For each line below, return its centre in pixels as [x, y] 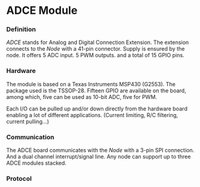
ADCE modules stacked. [36, 163]
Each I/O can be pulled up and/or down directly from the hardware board [97, 109]
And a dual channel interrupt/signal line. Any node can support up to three [99, 157]
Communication [30, 137]
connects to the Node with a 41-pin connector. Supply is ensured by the [96, 49]
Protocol [19, 179]
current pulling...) [28, 121]
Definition [21, 30]
